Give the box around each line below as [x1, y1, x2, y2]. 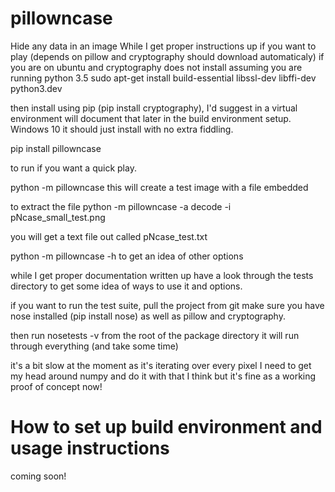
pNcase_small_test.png [10, 211, 106, 223]
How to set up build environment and [10, 416, 323, 439]
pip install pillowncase [10, 142, 102, 154]
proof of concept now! [10, 380, 103, 392]
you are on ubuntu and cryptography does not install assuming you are [10, 61, 303, 73]
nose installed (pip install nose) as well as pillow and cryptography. [10, 310, 286, 322]
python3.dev [10, 82, 63, 94]
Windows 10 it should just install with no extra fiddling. [10, 123, 234, 135]
